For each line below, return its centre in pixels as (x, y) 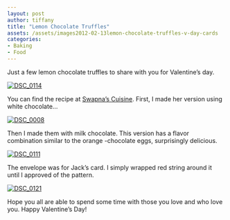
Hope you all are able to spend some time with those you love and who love (115, 201)
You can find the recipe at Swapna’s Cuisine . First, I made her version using (115, 99)
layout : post (26, 14)
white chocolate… (33, 106)
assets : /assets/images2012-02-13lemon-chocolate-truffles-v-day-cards (113, 33)
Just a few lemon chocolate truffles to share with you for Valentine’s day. (111, 72)
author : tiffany (30, 20)
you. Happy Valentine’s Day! (47, 209)
